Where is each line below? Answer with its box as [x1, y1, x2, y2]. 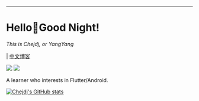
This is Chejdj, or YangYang [6, 40, 74, 47]
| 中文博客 [6, 53, 31, 60]
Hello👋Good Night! [6, 21, 99, 34]
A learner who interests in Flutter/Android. [6, 76, 108, 83]
